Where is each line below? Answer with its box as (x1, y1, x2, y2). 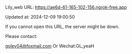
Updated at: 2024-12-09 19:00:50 (5, 14, 75, 19)
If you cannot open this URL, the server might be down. (5, 23, 119, 29)
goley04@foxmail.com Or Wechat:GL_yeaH (5, 43, 94, 49)
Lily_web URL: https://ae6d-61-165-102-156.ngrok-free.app (5, 4, 127, 10)
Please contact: (5, 33, 38, 39)
